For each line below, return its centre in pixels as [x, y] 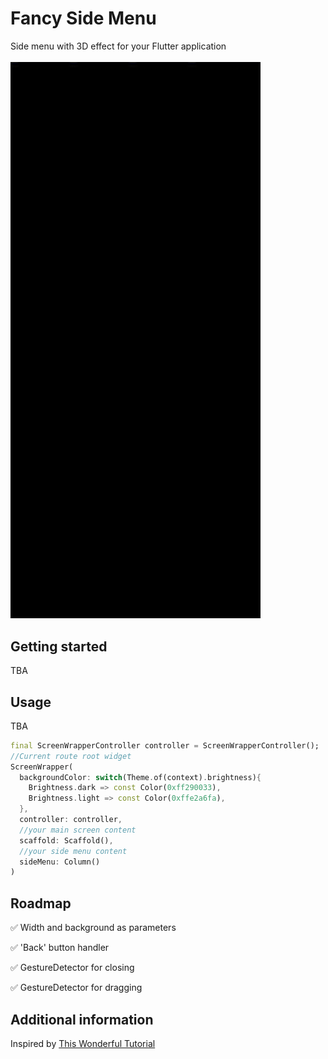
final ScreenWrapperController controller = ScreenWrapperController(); [165, 745]
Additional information [82, 1019]
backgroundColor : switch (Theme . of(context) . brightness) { [140, 777]
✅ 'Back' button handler [60, 948]
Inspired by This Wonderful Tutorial [83, 1043]
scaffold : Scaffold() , [66, 840]
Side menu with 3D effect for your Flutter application [118, 46]
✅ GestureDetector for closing [72, 968]
